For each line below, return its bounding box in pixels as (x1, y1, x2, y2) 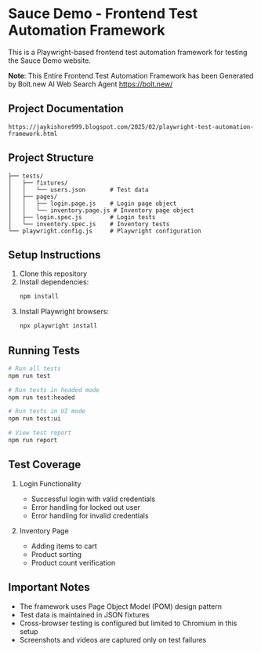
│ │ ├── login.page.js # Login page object (8, 200, 177, 207)
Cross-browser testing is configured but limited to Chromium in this (19, 618, 237, 628)
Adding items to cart (31, 541, 98, 551)
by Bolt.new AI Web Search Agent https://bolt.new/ (8, 79, 173, 89)
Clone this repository (19, 269, 88, 279)
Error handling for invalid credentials (31, 511, 149, 520)
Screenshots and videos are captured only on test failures (19, 635, 207, 644)
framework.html (8, 130, 58, 137)
